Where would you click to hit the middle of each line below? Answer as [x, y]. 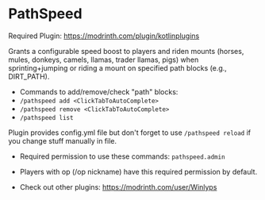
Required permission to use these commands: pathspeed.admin [122, 156]
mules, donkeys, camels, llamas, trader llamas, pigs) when [104, 60]
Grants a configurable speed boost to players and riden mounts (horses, [126, 51]
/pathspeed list [46, 117]
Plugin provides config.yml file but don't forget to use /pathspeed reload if [130, 133]
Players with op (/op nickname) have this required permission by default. [138, 171]
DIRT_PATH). [29, 76]
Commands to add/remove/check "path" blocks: [99, 91]
